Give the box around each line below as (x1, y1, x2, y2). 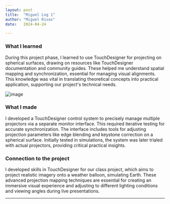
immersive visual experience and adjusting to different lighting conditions (5, 183, 158, 189)
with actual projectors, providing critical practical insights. (5, 142, 126, 148)
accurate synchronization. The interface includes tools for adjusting (5, 126, 147, 132)
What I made (5, 104, 37, 111)
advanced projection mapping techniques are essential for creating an (5, 177, 152, 183)
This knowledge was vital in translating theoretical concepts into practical (5, 76, 158, 82)
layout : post (5, 7, 33, 13)
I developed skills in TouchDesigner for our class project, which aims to (5, 166, 154, 173)
